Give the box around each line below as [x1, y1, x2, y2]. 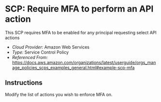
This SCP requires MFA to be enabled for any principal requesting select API [5, 29, 157, 35]
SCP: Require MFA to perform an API [5, 3, 154, 15]
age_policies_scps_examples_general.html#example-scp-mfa [12, 64, 135, 71]
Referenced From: [12, 54, 48, 60]
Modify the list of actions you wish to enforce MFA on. [5, 91, 113, 97]
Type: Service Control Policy [12, 49, 69, 55]
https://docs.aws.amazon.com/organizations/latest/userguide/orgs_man [12, 59, 156, 65]
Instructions [5, 79, 43, 87]
